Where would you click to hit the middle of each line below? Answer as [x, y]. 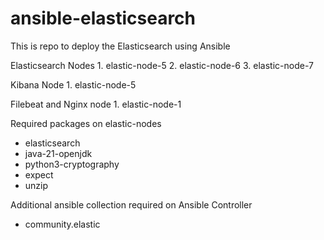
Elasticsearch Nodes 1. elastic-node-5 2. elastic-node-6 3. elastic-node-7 [162, 65]
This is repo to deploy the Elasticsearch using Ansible [120, 46]
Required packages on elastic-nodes [86, 123]
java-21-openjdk [58, 153]
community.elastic [62, 224]
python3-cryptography [72, 164]
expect [39, 174]
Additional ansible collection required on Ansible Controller [131, 204]
